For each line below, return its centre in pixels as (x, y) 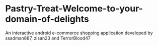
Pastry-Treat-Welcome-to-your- (74, 9)
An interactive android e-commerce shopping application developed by (79, 33)
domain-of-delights (47, 19)
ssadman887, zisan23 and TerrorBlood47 (48, 38)
